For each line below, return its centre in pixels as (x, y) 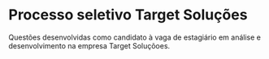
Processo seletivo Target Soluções (128, 15)
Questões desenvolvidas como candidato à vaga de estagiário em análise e (135, 37)
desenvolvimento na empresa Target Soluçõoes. (89, 45)
